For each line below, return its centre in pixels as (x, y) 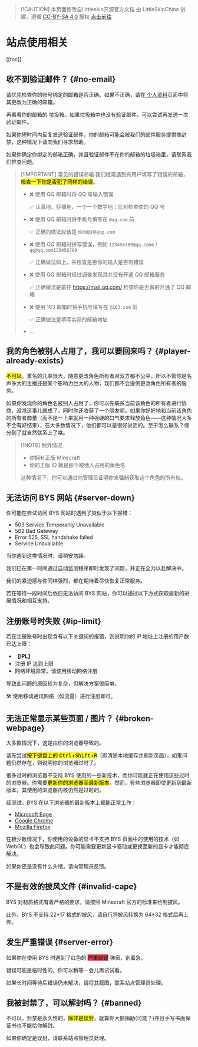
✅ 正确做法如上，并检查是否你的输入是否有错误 (87, 262)
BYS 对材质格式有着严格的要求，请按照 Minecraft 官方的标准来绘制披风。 (95, 902)
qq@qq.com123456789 (53, 250)
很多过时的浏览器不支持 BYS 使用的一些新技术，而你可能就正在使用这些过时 (98, 775)
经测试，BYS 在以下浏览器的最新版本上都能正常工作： (71, 802)
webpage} (26, 728)
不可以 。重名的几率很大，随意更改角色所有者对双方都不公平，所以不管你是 (96, 376)
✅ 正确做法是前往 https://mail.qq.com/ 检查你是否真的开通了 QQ (107, 287)
